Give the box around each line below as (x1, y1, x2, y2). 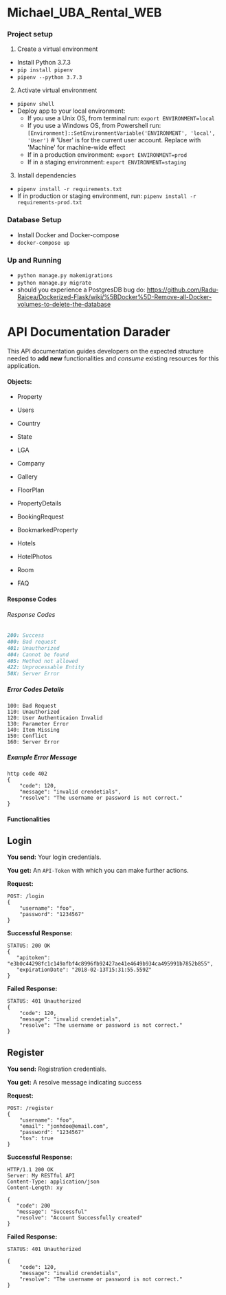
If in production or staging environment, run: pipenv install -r (16, 192, 196, 200)
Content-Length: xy (7, 1184, 63, 1191)
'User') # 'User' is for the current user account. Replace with (27, 136, 201, 144)
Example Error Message (7, 753, 78, 761)
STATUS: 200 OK (7, 942, 51, 950)
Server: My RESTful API (7, 1173, 76, 1179)
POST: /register (7, 1105, 54, 1112)
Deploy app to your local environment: (16, 107, 126, 115)
